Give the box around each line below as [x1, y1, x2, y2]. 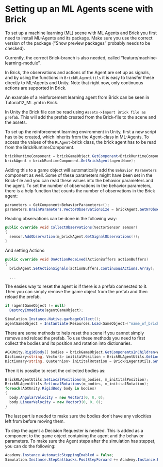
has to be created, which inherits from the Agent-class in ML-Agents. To [5, 134, 149, 140]
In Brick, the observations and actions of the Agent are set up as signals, [5, 69, 150, 75]
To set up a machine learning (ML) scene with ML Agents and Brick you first [5, 30, 157, 36]
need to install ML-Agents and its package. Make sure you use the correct [5, 35, 153, 41]
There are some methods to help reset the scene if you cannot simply [5, 330, 144, 336]
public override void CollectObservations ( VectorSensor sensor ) [5, 225, 138, 230]
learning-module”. [5, 60, 41, 66]
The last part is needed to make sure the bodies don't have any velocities [5, 413, 152, 419]
